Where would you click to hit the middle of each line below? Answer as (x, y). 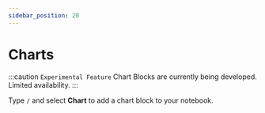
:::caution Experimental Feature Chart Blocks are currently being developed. (132, 77)
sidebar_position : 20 (44, 15)
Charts (31, 54)
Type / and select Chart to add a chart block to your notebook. (111, 100)
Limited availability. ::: (43, 85)
